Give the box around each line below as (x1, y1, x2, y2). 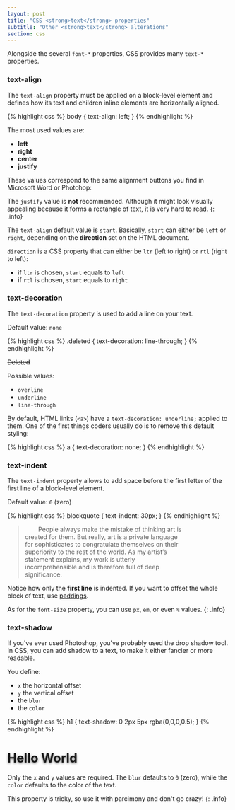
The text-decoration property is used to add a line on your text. (7, 309, 193, 318)
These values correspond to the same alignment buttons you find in (7, 175, 205, 184)
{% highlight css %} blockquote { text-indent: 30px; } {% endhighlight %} (7, 511, 221, 520)
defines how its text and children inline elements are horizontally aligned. (7, 98, 219, 107)
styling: (7, 429, 29, 437)
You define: (7, 668, 41, 676)
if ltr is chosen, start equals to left (17, 268, 125, 277)
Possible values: (7, 371, 55, 380)
